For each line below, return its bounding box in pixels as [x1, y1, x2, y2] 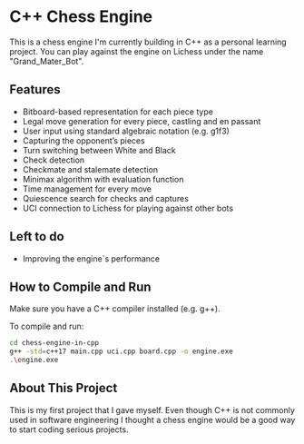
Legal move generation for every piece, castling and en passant [22, 115, 261, 126]
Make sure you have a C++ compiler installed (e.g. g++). [9, 303, 221, 314]
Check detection [22, 154, 85, 165]
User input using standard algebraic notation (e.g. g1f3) [22, 125, 230, 136]
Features [9, 82, 61, 97]
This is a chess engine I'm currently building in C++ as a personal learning [9, 36, 288, 47]
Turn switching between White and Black [22, 144, 176, 155]
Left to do [9, 229, 65, 244]
